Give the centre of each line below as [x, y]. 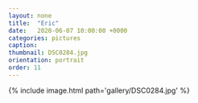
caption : [23, 46]
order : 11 [25, 68]
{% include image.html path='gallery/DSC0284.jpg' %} [99, 90]
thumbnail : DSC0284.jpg [48, 53]
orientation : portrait [46, 61]
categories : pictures [45, 38]
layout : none [30, 16]
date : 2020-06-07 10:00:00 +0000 [68, 30]
